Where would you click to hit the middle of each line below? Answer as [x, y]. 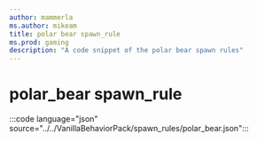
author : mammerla [41, 17]
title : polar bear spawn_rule [65, 34]
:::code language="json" [54, 119]
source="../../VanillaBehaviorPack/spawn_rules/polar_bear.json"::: [129, 129]
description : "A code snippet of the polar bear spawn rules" [126, 51]
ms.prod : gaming [39, 42]
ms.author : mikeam [43, 26]
